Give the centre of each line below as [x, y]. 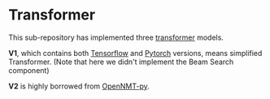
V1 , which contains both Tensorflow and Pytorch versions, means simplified [135, 53]
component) [29, 70]
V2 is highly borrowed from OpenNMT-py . [79, 86]
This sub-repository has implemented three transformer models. [116, 37]
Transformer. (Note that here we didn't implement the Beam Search [121, 62]
